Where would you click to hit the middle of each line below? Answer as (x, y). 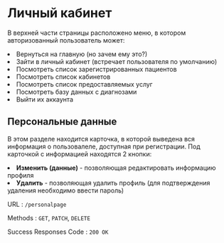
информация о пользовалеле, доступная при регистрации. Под (104, 146)
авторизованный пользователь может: (66, 40)
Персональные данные (62, 122)
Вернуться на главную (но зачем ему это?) (82, 54)
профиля (21, 175)
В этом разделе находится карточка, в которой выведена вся (101, 139)
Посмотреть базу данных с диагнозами (77, 92)
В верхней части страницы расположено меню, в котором (97, 33)
